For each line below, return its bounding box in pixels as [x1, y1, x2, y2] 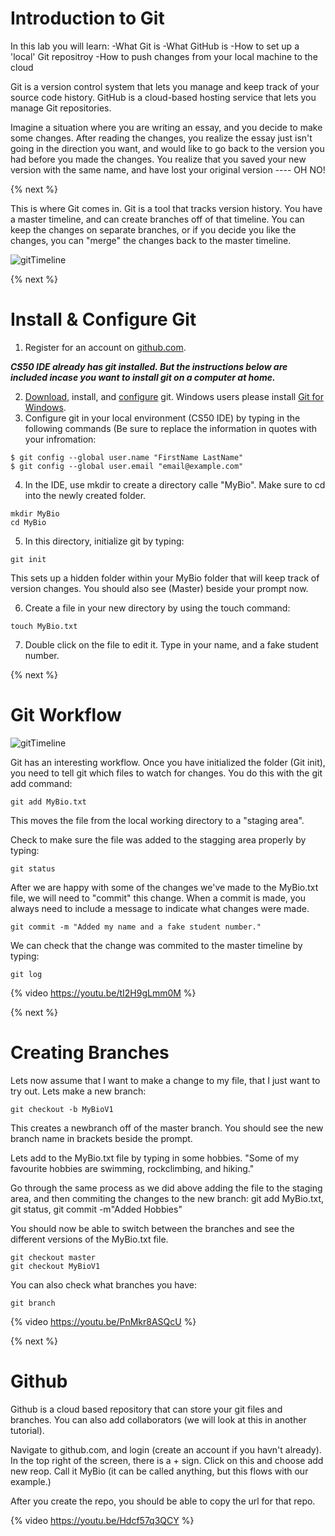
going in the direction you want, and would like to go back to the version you [10, 142, 325, 154]
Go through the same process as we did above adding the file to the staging [10, 1182, 323, 1194]
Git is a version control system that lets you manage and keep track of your [10, 80, 320, 92]
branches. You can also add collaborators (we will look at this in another [10, 1413, 307, 1426]
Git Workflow [10, 704, 122, 727]
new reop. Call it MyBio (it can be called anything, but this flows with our [10, 1465, 309, 1477]
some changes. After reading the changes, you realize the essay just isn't [10, 132, 313, 144]
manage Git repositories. [10, 102, 112, 114]
